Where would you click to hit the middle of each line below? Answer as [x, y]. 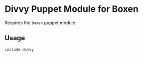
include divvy [19, 49]
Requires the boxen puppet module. [41, 23]
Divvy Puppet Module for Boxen [72, 9]
